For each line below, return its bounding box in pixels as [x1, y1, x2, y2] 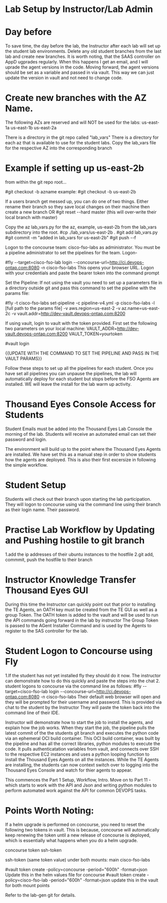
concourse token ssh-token [5, 847, 62, 853]
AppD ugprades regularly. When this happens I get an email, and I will [5, 59, 149, 65]
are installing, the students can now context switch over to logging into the [5, 762, 159, 768]
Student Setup [5, 480, 66, 491]
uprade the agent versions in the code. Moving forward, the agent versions [5, 64, 159, 70]
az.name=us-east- [121, 305, 160, 311]
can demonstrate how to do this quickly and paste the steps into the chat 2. [5, 678, 161, 684]
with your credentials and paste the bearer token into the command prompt [5, 270, 160, 276]
